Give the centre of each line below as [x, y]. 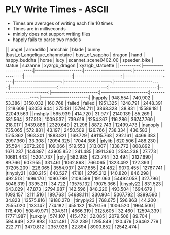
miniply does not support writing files [52, 34]
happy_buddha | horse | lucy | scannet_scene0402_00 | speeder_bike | [79, 60]
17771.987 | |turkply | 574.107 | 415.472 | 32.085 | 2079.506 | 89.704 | [78, 216]
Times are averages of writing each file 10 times [63, 23]
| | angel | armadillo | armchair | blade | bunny [53, 49]
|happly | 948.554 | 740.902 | [122, 98]
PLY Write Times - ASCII [57, 9]
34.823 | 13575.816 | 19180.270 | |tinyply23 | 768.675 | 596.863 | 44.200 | [82, 200]
